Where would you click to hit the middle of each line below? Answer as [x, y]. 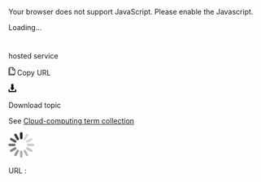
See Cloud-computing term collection [72, 121]
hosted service [33, 56]
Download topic [35, 106]
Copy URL [34, 73]
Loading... [25, 27]
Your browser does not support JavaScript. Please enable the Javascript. [131, 12]
